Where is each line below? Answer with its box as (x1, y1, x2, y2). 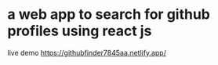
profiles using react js (7, 22, 152, 40)
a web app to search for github (7, 5, 211, 23)
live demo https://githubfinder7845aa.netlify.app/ (7, 48, 166, 57)
